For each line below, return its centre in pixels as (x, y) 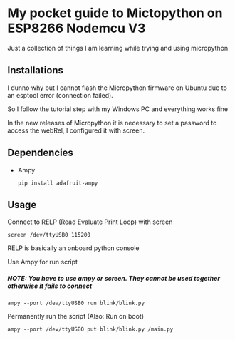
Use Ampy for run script (43, 262)
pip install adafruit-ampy (58, 183)
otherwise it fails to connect (50, 286)
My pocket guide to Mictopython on (115, 13)
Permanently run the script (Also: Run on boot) (76, 316)
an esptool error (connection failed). (61, 95)
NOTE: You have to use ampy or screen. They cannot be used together (114, 278)
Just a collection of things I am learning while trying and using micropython (118, 48)
